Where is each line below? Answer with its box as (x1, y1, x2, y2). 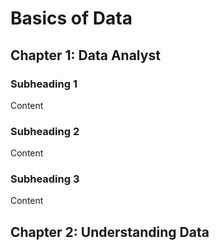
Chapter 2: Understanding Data (10, 223, 210, 241)
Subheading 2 (10, 124, 80, 138)
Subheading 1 (10, 77, 78, 91)
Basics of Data (10, 7, 133, 30)
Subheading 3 (10, 172, 80, 186)
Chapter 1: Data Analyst (10, 47, 161, 64)
